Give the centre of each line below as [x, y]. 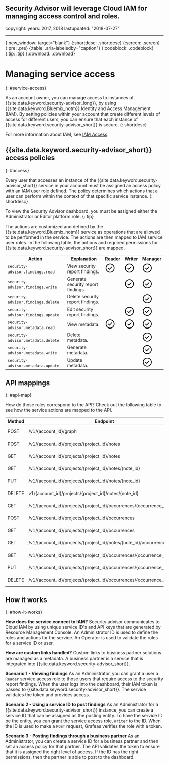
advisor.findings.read [31, 272]
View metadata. [83, 324]
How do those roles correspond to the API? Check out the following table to [83, 405]
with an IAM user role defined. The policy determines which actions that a [82, 191]
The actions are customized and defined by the [54, 226]
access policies [30, 158]
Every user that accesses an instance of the [51, 180]
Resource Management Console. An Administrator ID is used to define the [82, 632]
